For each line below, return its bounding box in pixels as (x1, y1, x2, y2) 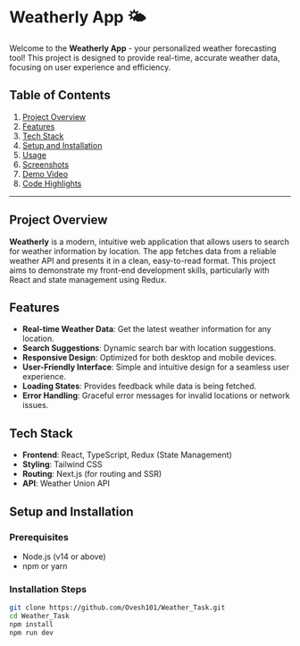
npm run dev (9, 628, 54, 637)
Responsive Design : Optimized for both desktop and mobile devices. (21, 353, 277, 363)
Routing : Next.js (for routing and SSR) (21, 469, 162, 480)
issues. (21, 400, 49, 411)
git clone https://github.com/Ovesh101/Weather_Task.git (9, 603, 226, 613)
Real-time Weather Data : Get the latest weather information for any (21, 324, 271, 335)
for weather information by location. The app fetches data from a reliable (9, 245, 277, 256)
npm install (9, 619, 54, 629)
